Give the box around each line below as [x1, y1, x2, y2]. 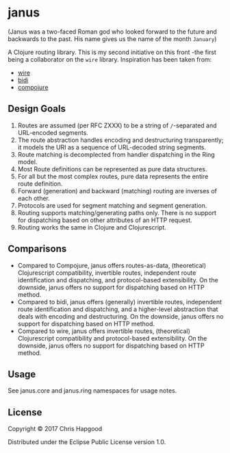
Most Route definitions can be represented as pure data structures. [17, 164, 207, 173]
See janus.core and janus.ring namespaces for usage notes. [8, 387, 177, 395]
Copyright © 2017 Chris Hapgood [8, 425, 103, 433]
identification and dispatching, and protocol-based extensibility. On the [17, 276, 218, 284]
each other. [17, 194, 51, 202]
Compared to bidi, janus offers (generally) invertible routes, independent [17, 297, 222, 306]
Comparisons [8, 243, 67, 255]
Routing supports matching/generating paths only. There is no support [17, 208, 217, 217]
